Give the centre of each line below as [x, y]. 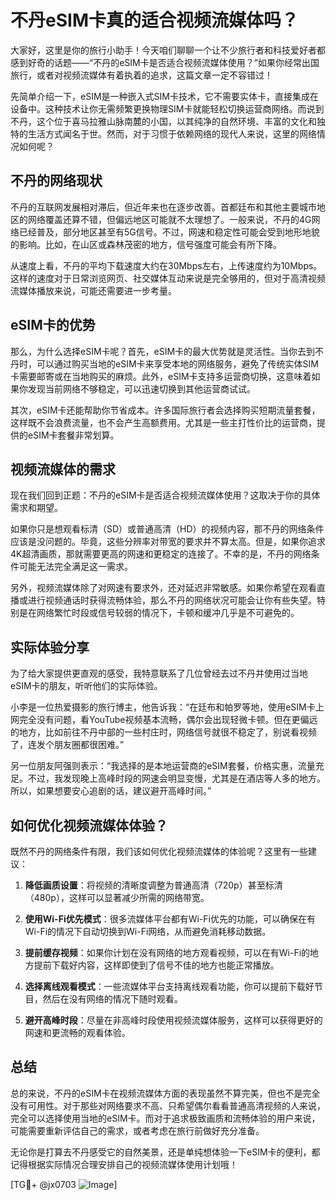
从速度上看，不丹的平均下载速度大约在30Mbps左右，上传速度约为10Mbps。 [166, 265]
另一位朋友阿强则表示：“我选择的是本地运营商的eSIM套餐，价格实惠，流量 [163, 766]
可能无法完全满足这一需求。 [75, 567]
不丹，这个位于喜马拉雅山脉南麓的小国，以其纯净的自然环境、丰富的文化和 [163, 121]
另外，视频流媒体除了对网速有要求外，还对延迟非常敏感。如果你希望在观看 [163, 588]
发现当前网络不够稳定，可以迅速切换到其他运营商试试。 [141, 388]
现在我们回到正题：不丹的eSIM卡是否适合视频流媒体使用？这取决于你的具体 [165, 495]
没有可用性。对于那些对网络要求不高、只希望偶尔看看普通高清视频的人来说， [168, 1105]
